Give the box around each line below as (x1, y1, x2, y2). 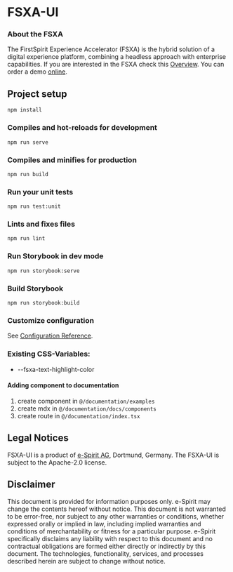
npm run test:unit (7, 203, 61, 211)
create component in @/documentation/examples (17, 397, 155, 405)
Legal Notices (7, 432, 69, 444)
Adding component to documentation (7, 381, 119, 390)
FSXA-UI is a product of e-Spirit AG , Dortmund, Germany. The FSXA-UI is (7, 451, 220, 459)
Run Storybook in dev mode (7, 251, 104, 261)
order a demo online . (7, 67, 68, 76)
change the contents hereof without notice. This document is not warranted (7, 505, 226, 513)
